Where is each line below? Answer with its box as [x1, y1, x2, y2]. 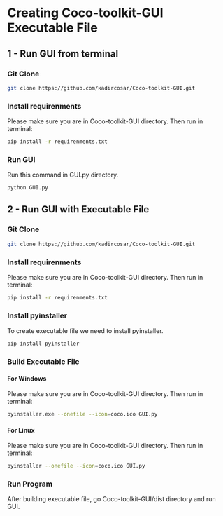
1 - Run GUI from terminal [7, 48, 119, 60]
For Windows [7, 374, 47, 383]
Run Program [7, 479, 53, 489]
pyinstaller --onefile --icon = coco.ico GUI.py [7, 463, 145, 470]
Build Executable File [7, 356, 80, 366]
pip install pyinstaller [7, 340, 80, 348]
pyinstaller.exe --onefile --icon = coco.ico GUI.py [7, 411, 158, 418]
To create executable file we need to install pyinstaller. [7, 327, 164, 335]
